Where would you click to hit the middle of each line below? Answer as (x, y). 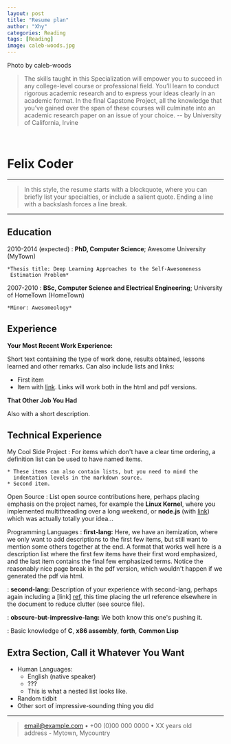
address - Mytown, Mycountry (67, 733)
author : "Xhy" (27, 26)
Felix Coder (40, 164)
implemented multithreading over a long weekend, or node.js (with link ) (108, 511)
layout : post (26, 13)
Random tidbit (37, 698)
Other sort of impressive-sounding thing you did (85, 706)
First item (30, 380)
